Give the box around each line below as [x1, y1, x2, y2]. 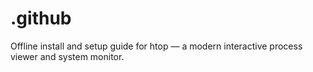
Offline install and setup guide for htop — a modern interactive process [10, 40, 303, 52]
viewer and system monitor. [10, 50, 125, 62]
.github [10, 7, 72, 30]
